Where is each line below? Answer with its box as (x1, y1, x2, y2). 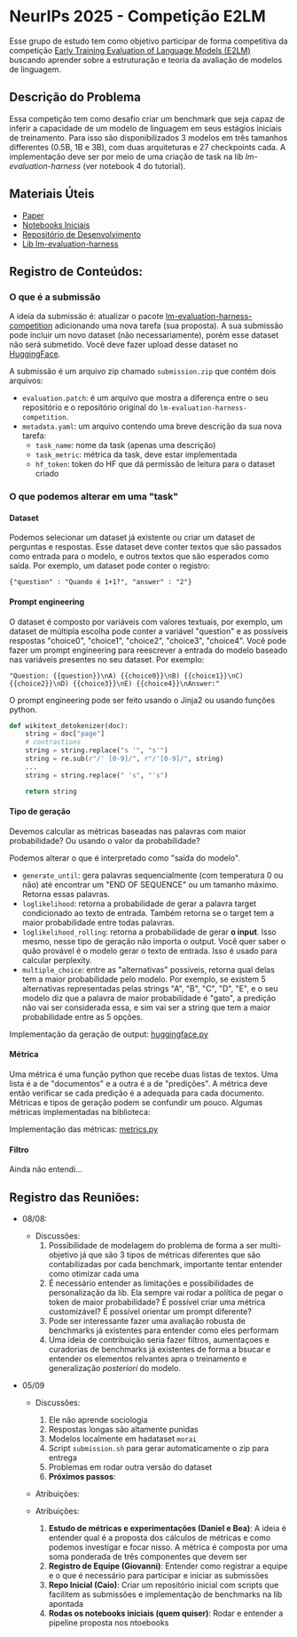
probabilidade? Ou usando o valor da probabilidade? (9, 835, 201, 846)
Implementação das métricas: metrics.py (9, 1123, 159, 1135)
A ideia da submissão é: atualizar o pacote (9, 311, 164, 322)
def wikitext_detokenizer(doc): (9, 721, 129, 730)
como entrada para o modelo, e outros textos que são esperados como (9, 551, 270, 562)
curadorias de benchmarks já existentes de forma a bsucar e (48, 1344, 271, 1354)
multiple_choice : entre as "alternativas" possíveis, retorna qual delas (21, 964, 275, 975)
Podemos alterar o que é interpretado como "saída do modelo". (9, 852, 241, 863)
